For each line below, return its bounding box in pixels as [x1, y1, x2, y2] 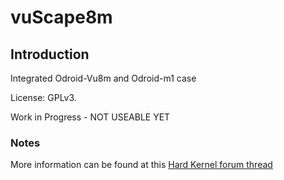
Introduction [10, 46, 90, 63]
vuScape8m [10, 6, 113, 29]
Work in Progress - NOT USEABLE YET [10, 111, 171, 123]
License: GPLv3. [10, 92, 77, 103]
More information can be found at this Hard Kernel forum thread [10, 159, 273, 171]
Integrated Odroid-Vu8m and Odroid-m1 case [10, 72, 197, 84]
